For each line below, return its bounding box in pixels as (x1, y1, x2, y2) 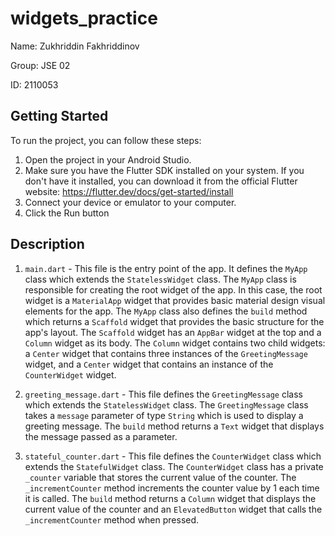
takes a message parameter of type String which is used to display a (24, 409, 304, 421)
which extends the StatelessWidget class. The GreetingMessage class (24, 398, 309, 411)
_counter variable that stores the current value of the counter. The (24, 471, 297, 483)
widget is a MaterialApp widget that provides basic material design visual (24, 294, 326, 306)
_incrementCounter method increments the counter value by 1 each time (24, 482, 320, 494)
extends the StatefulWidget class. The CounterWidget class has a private (24, 460, 324, 472)
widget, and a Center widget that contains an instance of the (24, 358, 274, 370)
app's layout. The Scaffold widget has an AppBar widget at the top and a (24, 326, 322, 338)
